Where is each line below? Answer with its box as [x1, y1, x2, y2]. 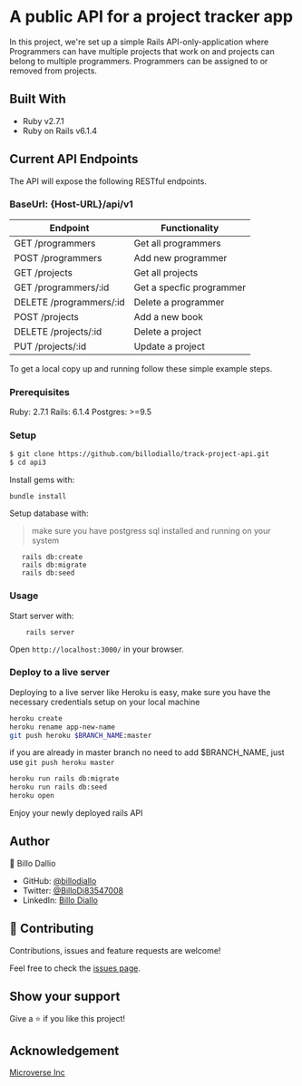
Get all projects [133, 266, 199, 278]
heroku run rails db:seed [9, 782, 107, 792]
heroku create [9, 713, 63, 722]
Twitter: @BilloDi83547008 [22, 885, 124, 896]
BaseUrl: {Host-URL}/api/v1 [9, 198, 133, 210]
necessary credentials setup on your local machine [9, 696, 200, 707]
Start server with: [9, 610, 74, 621]
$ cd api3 [9, 458, 47, 468]
